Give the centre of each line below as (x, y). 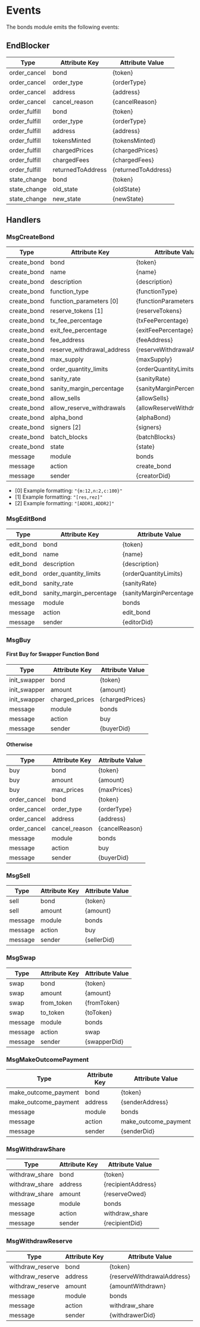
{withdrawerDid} (132, 1315)
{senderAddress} (145, 1102)
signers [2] (66, 428)
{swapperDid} (104, 1042)
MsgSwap (21, 958)
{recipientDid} (123, 1223)
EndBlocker (28, 46)
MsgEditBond (26, 519)
